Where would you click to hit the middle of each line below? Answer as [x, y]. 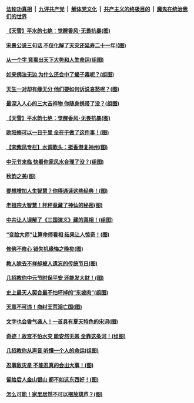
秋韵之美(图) [21, 176]
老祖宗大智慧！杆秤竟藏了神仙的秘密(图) [54, 205]
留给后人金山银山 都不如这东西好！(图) [52, 380]
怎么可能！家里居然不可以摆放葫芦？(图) [54, 394]
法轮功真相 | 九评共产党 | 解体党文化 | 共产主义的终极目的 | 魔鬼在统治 [94, 9]
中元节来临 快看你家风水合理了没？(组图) [55, 162]
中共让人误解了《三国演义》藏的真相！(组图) [60, 220]
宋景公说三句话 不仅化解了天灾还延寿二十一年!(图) [66, 45]
